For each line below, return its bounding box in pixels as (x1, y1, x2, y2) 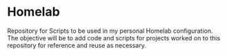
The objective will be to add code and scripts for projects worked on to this (7, 33, 221, 42)
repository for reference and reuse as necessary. (7, 41, 146, 49)
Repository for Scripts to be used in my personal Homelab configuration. (7, 27, 213, 35)
